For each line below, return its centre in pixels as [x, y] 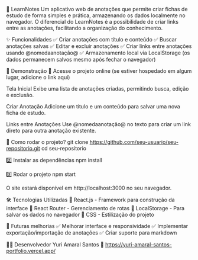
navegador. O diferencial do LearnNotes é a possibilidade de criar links [92, 22]
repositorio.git [23, 148]
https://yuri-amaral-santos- [139, 245]
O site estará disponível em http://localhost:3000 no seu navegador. [89, 188]
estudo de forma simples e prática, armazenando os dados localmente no [96, 15]
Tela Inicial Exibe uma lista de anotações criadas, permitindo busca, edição [98, 89]
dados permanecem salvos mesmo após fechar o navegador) [81, 60]
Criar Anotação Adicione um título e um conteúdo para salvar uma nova [93, 106]
